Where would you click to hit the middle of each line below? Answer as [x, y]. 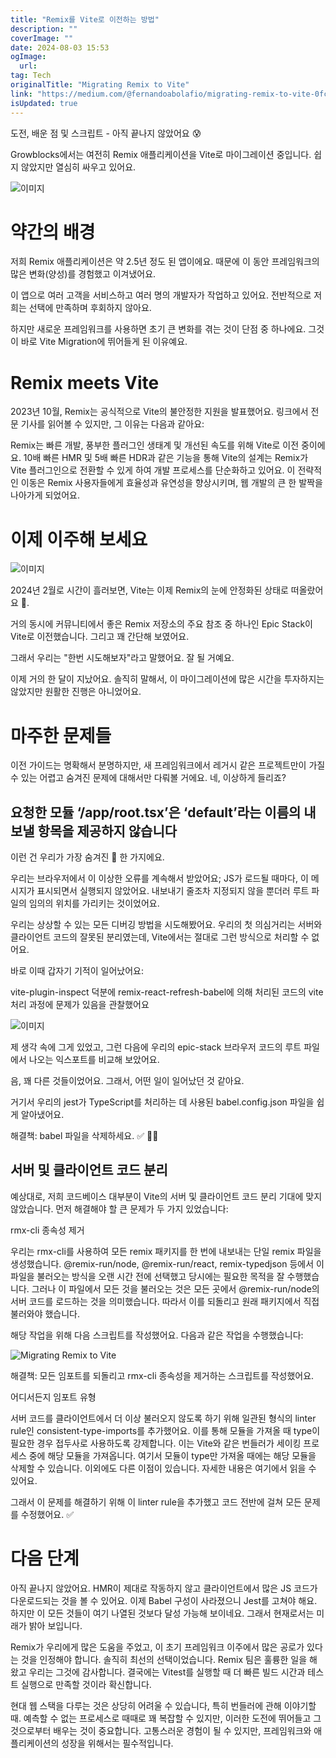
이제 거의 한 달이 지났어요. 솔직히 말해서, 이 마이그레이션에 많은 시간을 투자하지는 [167, 679]
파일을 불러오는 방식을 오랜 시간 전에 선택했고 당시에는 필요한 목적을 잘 [147, 1276]
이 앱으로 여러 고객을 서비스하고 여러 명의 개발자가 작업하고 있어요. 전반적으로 [161, 295]
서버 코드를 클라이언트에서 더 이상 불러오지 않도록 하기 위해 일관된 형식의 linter [163, 1418]
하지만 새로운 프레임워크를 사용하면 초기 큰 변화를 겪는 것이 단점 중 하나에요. [158, 329]
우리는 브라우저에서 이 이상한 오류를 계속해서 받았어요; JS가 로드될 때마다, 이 [159, 878]
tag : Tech [31, 76]
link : [21, 94]
